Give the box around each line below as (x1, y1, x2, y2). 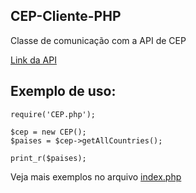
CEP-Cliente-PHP (10, 8, 122, 25)
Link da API (10, 54, 57, 66)
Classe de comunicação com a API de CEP (10, 34, 187, 46)
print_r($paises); (10, 153, 87, 163)
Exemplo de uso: (10, 83, 117, 100)
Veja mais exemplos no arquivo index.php (10, 170, 182, 183)
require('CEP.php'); (10, 109, 97, 119)
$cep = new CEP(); (10, 127, 87, 137)
